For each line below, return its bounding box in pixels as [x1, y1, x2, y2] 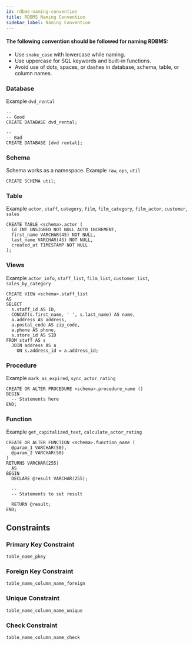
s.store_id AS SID [11, 332, 57, 338]
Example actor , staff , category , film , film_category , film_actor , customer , [6, 205, 187, 212]
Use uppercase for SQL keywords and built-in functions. [14, 57, 152, 64]
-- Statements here [11, 397, 59, 402]
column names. [14, 69, 52, 76]
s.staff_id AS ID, [11, 307, 57, 312]
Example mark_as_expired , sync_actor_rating [6, 375, 116, 382]
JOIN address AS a [11, 342, 57, 348]
